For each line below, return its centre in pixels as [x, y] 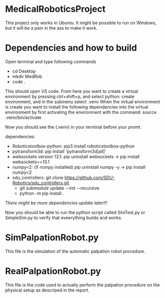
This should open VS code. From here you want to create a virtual [72, 91]
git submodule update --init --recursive [59, 188]
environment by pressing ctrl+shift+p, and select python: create [70, 96]
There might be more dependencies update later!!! [56, 203]
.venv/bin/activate [23, 117]
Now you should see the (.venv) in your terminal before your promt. [73, 127]
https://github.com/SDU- [89, 177]
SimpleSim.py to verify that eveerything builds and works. [64, 218]
